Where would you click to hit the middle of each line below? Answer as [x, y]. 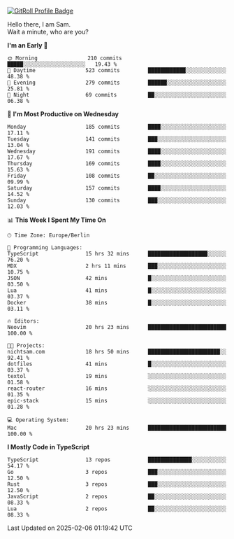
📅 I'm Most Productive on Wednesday [63, 114]
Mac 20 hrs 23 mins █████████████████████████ [117, 428]
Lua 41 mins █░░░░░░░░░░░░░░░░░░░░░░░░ [117, 290]
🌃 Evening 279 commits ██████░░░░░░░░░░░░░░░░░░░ [117, 83]
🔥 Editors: [23, 321]
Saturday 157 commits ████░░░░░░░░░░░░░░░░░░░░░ [117, 188]
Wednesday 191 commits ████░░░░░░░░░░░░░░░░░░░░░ [117, 151]
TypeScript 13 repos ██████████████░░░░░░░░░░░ [117, 460]
